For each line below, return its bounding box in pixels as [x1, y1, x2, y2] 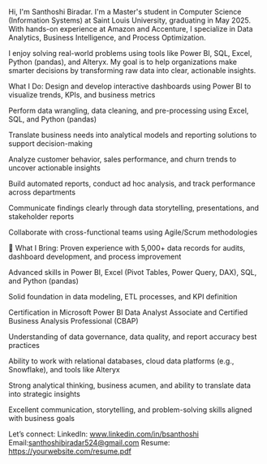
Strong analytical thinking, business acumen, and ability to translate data [8, 380, 252, 390]
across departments [8, 187, 75, 197]
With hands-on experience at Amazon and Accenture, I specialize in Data [8, 24, 253, 33]
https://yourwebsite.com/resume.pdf [8, 446, 131, 456]
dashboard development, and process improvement [8, 251, 182, 261]
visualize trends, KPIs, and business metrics [8, 90, 156, 100]
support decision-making [8, 139, 93, 148]
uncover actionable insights [8, 163, 101, 173]
